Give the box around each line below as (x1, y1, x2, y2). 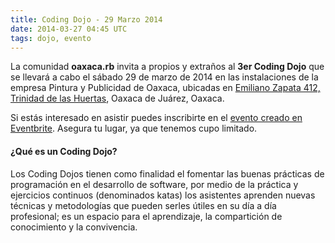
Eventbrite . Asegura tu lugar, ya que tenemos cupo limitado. (10, 122, 258, 135)
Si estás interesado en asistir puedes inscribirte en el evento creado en (10, 112, 303, 124)
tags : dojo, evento (10, 33, 92, 43)
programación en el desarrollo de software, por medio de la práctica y (10, 178, 299, 190)
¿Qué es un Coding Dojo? (10, 145, 118, 157)
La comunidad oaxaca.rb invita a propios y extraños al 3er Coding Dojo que (10, 61, 325, 73)
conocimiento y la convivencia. (10, 221, 138, 233)
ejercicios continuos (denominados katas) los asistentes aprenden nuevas (10, 189, 316, 201)
